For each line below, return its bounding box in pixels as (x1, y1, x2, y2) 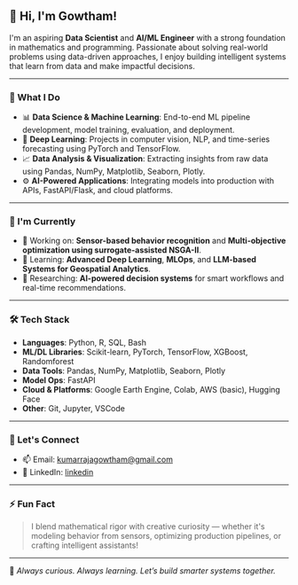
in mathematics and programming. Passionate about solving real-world (9, 42, 269, 52)
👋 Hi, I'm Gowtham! (9, 9, 118, 24)
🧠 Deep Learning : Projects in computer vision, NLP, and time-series (21, 134, 271, 144)
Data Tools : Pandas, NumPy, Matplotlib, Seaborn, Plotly (21, 365, 226, 376)
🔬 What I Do (9, 90, 60, 103)
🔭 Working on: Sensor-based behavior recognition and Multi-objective (21, 236, 286, 246)
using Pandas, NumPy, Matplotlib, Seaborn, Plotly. (21, 166, 206, 177)
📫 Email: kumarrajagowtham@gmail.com (21, 454, 173, 464)
